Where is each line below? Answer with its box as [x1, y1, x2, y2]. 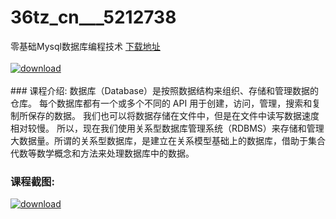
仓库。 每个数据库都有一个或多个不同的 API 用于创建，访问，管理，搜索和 [10, 97, 313, 109]
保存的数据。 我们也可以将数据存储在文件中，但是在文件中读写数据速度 [27, 109, 320, 121]
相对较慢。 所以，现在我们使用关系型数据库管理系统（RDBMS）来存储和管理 [10, 122, 325, 134]
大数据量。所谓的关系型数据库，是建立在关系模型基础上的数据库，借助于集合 [10, 134, 326, 146]
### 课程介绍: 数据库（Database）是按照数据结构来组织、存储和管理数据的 [10, 84, 320, 96]
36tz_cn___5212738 [10, 6, 177, 29]
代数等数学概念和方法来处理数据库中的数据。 [10, 147, 195, 159]
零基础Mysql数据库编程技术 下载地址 [10, 40, 161, 52]
